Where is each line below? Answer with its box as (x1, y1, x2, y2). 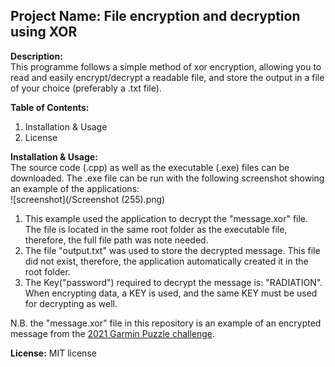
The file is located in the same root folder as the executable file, (24, 223, 288, 235)
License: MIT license (10, 347, 97, 359)
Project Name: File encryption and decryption (10, 8, 301, 25)
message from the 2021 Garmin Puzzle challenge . (10, 327, 216, 339)
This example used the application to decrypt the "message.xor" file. (24, 212, 309, 224)
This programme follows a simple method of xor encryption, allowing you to (10, 60, 322, 73)
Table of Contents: (10, 101, 90, 113)
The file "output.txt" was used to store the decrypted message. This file (24, 244, 321, 256)
